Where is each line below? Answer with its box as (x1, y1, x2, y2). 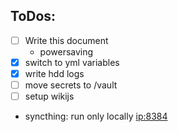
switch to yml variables (24, 56, 120, 68)
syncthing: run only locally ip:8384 (24, 110, 168, 123)
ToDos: (10, 8, 57, 25)
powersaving (39, 45, 94, 58)
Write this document (24, 34, 109, 46)
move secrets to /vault (24, 79, 118, 91)
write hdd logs (24, 67, 85, 79)
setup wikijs (24, 90, 75, 103)
